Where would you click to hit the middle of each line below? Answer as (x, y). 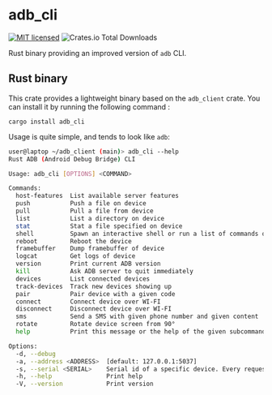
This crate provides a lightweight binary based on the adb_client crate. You (134, 98)
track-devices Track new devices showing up (94, 286)
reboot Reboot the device (74, 241)
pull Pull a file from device (85, 211)
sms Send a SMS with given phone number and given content (137, 317)
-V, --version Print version (85, 384)
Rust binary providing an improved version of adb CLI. (98, 53)
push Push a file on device (81, 204)
